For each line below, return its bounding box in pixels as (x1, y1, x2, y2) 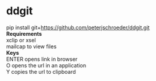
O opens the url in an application (6, 61, 87, 69)
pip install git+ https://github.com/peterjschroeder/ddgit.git (6, 24, 150, 31)
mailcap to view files (6, 43, 57, 50)
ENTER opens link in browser (6, 55, 78, 63)
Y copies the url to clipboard (6, 68, 77, 75)
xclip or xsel (6, 36, 36, 43)
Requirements (6, 30, 42, 37)
